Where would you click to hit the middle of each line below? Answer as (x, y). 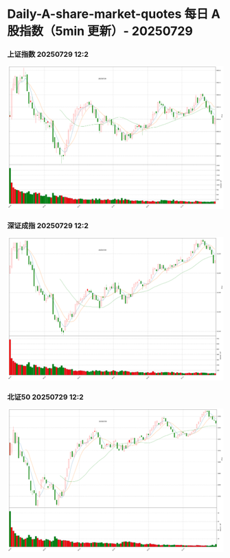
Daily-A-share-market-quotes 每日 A (114, 14)
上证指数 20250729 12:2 (48, 54)
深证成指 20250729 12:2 (48, 226)
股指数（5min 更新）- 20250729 (100, 31)
